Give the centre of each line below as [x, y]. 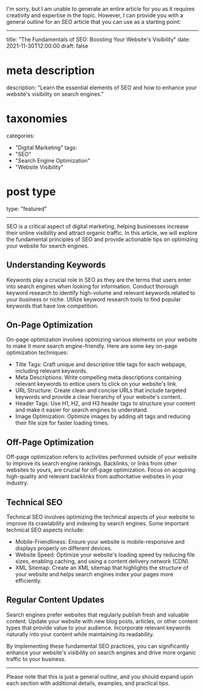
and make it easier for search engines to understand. [81, 410]
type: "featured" [27, 209]
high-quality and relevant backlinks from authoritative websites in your [95, 476]
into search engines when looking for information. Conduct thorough [92, 286]
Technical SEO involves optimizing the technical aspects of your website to [101, 517]
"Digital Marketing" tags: [46, 147]
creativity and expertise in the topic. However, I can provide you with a [95, 15]
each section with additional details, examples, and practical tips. [88, 683]
